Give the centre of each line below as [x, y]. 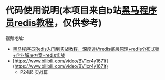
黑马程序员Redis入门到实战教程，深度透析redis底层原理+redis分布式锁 [86, 49]
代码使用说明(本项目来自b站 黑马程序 [81, 10]
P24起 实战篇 [34, 72]
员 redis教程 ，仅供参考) [53, 23]
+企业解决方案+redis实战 [39, 55]
